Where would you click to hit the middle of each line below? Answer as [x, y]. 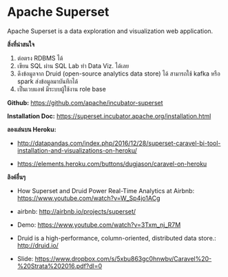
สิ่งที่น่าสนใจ [21, 44]
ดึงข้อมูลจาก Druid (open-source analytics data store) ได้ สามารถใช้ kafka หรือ [118, 74]
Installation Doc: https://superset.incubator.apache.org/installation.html [109, 116]
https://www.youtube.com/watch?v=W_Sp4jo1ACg [89, 198]
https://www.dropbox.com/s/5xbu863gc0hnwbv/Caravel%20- [123, 258]
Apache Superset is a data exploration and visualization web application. [110, 31]
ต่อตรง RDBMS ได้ [40, 58]
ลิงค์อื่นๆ [17, 177]
